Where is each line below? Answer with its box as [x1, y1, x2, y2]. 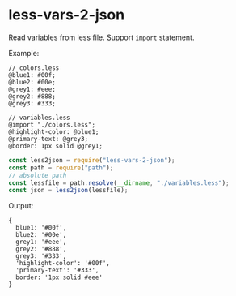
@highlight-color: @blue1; [8, 127, 99, 135]
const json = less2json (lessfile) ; [8, 187, 129, 195]
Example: [8, 48, 40, 58]
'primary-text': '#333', [15, 266, 99, 275]
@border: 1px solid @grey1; [8, 142, 103, 150]
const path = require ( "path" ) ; [8, 164, 114, 172]
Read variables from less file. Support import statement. [8, 32, 195, 42]
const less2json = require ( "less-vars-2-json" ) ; [8, 156, 175, 164]
